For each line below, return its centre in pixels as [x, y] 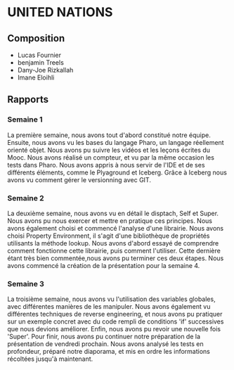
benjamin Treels [41, 63]
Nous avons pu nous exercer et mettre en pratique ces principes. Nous [110, 221]
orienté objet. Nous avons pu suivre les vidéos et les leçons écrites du [109, 150]
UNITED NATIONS [60, 12]
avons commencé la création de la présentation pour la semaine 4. [104, 265]
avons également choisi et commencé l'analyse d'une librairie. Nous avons [116, 228]
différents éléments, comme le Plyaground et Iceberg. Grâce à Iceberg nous [117, 172]
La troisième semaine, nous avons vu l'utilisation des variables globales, [111, 299]
